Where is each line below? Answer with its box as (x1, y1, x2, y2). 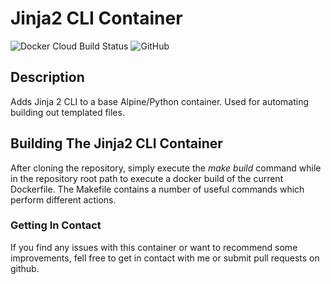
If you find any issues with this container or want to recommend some (10, 241, 298, 253)
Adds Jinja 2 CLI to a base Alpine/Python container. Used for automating (10, 95, 310, 107)
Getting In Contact (10, 218, 102, 232)
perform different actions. (10, 193, 117, 206)
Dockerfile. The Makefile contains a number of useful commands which (10, 183, 305, 195)
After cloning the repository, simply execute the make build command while (10, 162, 322, 174)
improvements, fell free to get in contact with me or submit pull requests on (10, 252, 320, 264)
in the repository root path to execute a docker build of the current (10, 172, 284, 184)
